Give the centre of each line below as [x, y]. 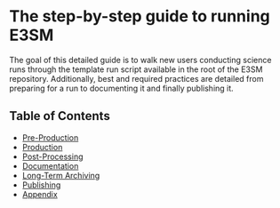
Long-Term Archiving [61, 175]
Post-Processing [52, 156]
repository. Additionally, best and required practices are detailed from [136, 78]
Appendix [40, 194]
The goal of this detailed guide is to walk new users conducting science [140, 60]
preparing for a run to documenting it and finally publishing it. [121, 88]
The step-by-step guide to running [140, 16]
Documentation [50, 165]
